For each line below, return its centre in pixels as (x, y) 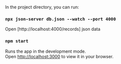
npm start (17, 41)
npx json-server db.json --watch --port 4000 (61, 19)
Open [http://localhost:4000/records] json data (53, 29)
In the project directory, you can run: (42, 7)
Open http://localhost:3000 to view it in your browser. (60, 56)
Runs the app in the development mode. (45, 51)
